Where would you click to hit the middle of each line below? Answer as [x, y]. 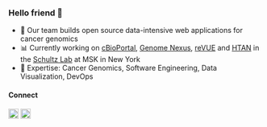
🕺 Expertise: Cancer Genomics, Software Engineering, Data [119, 68]
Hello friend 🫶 [35, 13]
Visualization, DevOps [56, 76]
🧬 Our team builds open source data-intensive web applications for [131, 31]
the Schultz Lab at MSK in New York [80, 59]
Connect [23, 95]
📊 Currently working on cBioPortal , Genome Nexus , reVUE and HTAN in [140, 48]
